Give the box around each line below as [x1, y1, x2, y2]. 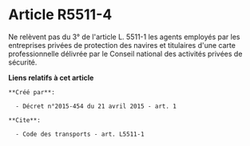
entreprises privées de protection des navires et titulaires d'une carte [8, 40, 236, 49]
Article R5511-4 [8, 6, 113, 24]
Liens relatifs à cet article [8, 73, 94, 82]
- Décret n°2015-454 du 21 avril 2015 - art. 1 [15, 102, 177, 110]
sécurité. [8, 57, 38, 67]
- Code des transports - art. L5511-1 [15, 130, 145, 138]
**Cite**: [8, 116, 42, 124]
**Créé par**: [8, 88, 56, 97]
